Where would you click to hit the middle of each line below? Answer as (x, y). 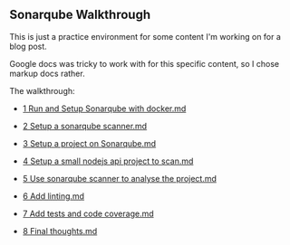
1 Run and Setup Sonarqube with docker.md (104, 108)
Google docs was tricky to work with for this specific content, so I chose (144, 63)
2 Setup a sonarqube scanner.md (85, 126)
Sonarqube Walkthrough (80, 15)
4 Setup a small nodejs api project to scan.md (108, 161)
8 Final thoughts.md (60, 231)
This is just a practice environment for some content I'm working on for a (145, 36)
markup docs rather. (47, 73)
